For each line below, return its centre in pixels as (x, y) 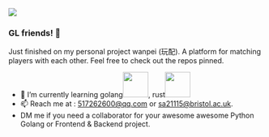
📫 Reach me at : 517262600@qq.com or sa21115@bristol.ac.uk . (126, 104)
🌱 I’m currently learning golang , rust (93, 95)
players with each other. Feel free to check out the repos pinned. (116, 61)
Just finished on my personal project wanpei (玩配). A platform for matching (135, 52)
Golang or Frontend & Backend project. (85, 124)
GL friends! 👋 (34, 32)
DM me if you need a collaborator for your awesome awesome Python (137, 116)
